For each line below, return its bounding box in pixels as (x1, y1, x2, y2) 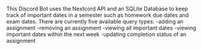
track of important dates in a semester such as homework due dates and (6, 11, 189, 19)
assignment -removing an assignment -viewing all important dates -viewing (6, 24, 197, 31)
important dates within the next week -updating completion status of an (6, 31, 187, 38)
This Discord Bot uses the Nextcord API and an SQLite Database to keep (6, 5, 188, 12)
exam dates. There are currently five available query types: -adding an (6, 18, 184, 25)
